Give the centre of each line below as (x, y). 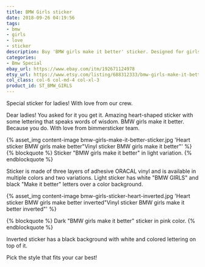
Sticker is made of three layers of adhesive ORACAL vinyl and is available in (101, 171)
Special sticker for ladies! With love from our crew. (70, 103)
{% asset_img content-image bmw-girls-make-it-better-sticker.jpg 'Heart (98, 140)
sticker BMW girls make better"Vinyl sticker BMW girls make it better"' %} (99, 146)
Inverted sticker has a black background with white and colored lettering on (101, 239)
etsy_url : (19, 75)
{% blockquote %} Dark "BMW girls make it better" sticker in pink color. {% (101, 221)
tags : (13, 23)
